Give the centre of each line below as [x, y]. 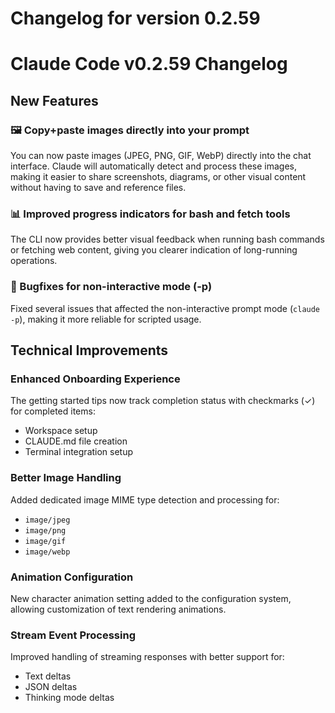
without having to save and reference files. [98, 188]
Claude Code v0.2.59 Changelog [149, 64]
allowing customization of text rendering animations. [118, 609]
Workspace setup [61, 431]
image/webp [47, 552]
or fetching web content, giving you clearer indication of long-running [154, 250]
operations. [34, 261]
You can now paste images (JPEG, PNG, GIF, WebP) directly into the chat [161, 156]
